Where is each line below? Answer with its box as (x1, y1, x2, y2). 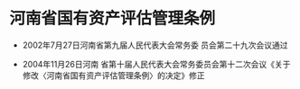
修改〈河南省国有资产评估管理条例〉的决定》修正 (22, 69, 205, 81)
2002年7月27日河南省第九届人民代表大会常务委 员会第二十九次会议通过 (22, 40, 288, 50)
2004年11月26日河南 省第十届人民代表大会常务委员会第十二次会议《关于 (22, 58, 291, 69)
